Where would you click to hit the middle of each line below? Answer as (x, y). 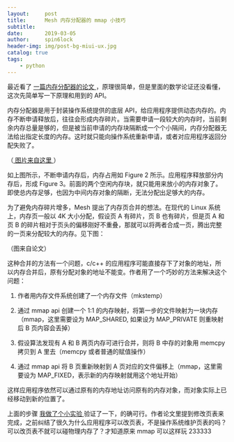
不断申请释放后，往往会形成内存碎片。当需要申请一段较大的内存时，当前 (117, 119)
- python (32, 66)
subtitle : (22, 27)
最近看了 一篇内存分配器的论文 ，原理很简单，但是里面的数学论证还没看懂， (116, 86)
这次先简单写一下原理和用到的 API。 (59, 95)
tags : (15, 59)
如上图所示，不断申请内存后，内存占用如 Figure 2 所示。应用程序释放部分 (112, 175)
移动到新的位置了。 (40, 399)
